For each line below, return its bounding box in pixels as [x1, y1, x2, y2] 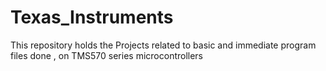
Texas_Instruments [10, 6, 174, 29]
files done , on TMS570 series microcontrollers [10, 49, 204, 61]
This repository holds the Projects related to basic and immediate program [10, 39, 317, 51]
